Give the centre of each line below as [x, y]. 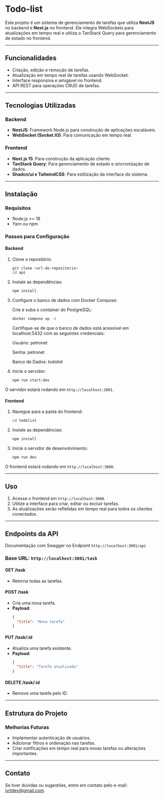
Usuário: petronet [30, 343]
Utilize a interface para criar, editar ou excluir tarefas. [66, 503]
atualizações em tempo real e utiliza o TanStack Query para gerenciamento [81, 33]
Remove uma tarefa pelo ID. [40, 693]
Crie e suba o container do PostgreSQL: [52, 310]
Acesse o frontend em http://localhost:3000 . [59, 498]
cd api [19, 273]
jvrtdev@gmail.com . [25, 790]
